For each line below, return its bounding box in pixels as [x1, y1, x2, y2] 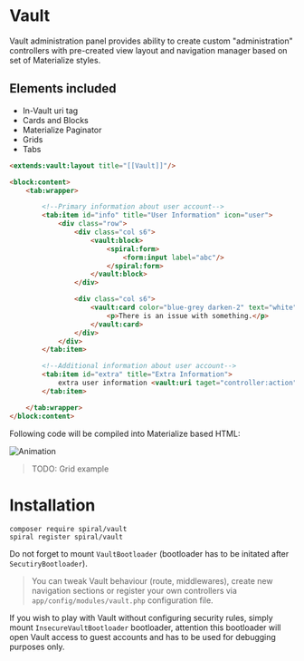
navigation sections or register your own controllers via [31, 586, 238, 597]
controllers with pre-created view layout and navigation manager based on [9, 44, 288, 55]
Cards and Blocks [22, 114, 89, 125]
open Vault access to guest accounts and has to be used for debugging [9, 632, 276, 643]
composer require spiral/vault [9, 525, 128, 534]
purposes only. [9, 641, 65, 653]
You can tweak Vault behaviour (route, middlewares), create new [31, 576, 273, 587]
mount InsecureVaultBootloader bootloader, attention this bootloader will [9, 622, 281, 633]
